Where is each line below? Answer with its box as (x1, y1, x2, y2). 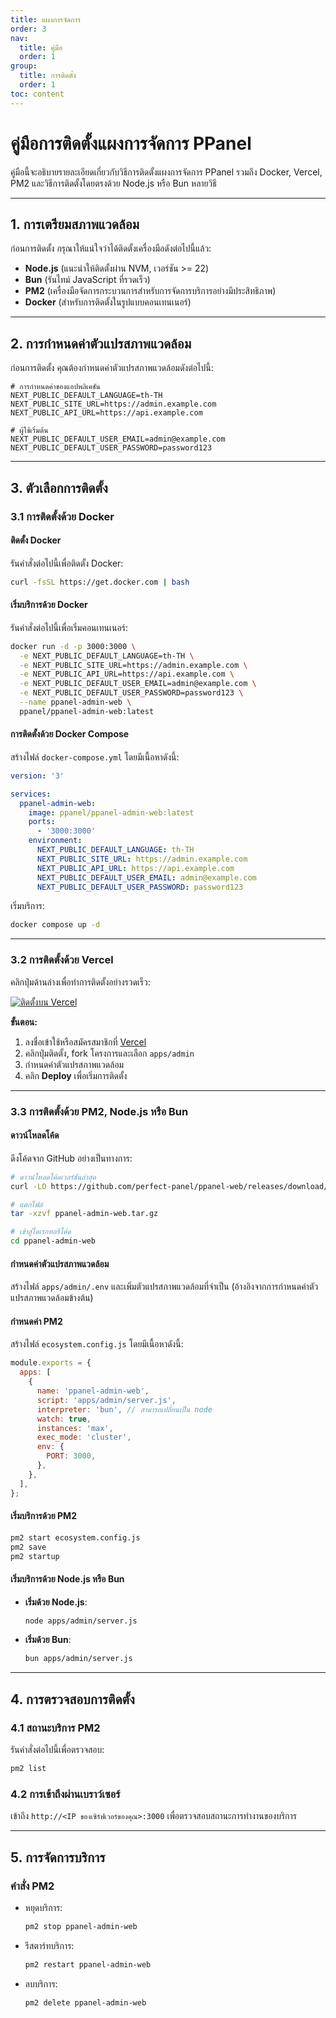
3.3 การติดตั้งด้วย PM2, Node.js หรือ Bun (10, 1104, 189, 1118)
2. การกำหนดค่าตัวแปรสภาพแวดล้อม (10, 335, 192, 352)
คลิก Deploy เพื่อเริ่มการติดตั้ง (24, 1069, 128, 1081)
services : (10, 789, 52, 799)
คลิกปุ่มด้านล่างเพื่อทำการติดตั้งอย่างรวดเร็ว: (10, 976, 151, 988)
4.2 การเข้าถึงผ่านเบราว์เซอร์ (10, 1787, 121, 1801)
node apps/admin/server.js (24, 1616, 138, 1626)
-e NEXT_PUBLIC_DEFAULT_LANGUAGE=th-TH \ (19, 651, 195, 661)
